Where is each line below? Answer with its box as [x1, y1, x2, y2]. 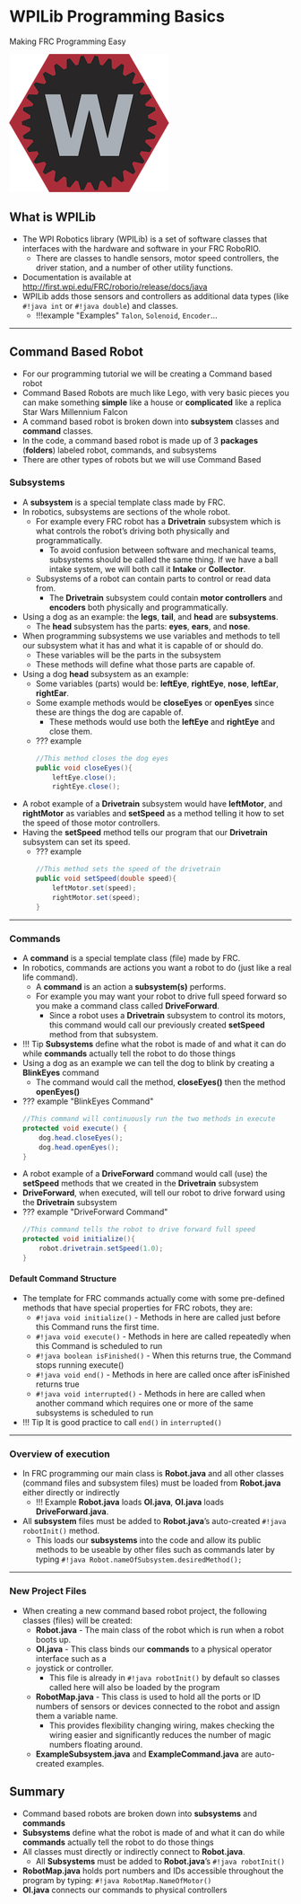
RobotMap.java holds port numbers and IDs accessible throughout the [21, 1865, 284, 1876]
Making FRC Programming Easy [9, 36, 127, 47]
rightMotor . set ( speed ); [52, 893, 141, 902]
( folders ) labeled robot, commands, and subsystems [21, 445, 218, 455]
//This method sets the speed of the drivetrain [35, 865, 221, 874]
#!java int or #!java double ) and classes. [21, 300, 179, 311]
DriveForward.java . [35, 1506, 109, 1517]
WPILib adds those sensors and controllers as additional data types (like [21, 290, 289, 302]
